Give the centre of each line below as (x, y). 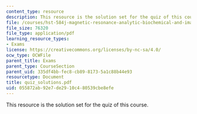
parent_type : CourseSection (40, 66)
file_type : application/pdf (40, 33)
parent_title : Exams (31, 61)
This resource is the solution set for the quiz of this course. (77, 105)
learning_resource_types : (38, 39)
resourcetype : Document (35, 77)
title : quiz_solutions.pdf (39, 83)
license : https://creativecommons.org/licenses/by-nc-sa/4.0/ (84, 50)
